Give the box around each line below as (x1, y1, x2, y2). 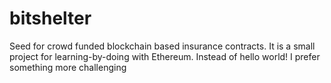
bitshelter (9, 7, 92, 30)
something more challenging (9, 61, 127, 73)
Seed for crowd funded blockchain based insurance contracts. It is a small (9, 40, 316, 52)
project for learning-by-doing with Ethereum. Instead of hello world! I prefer (9, 50, 321, 62)
